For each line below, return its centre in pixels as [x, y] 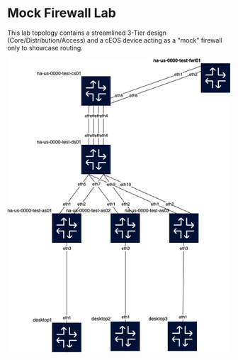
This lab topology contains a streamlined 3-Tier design [87, 33]
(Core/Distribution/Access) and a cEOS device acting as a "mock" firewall [115, 40]
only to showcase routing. [45, 48]
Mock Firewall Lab [62, 13]
